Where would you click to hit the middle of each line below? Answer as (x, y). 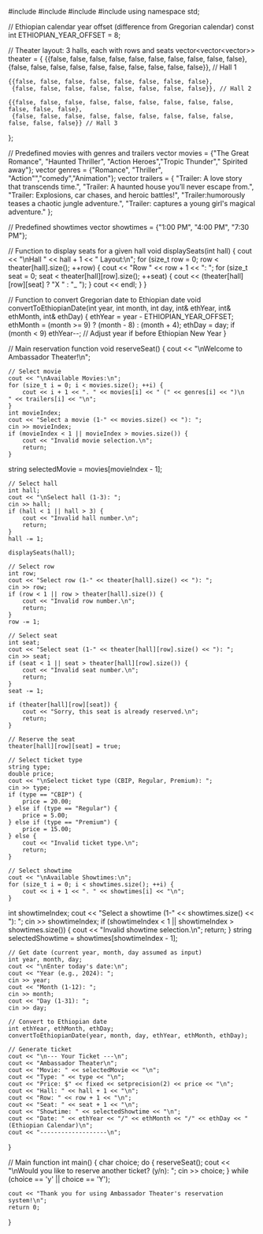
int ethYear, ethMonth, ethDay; (61, 1029)
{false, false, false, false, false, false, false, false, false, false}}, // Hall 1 (122, 67)
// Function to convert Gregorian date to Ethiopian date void (105, 300)
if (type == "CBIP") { (45, 795)
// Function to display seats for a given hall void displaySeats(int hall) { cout (130, 251)
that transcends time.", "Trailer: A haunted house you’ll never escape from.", (131, 186)
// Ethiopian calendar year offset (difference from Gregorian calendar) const (131, 26)
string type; (30, 767)
